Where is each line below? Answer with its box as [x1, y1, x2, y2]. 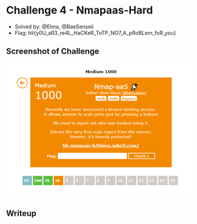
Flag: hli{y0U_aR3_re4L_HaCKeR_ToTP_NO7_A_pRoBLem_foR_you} [14, 29, 176, 36]
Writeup [6, 209, 37, 219]
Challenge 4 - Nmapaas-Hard [6, 4, 153, 17]
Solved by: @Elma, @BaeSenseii [14, 23, 94, 30]
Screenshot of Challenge [6, 47, 100, 57]
